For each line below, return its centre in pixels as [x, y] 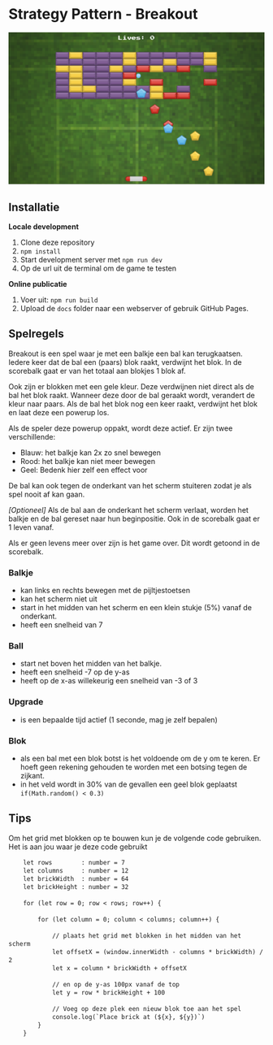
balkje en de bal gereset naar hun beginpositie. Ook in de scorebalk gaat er [134, 518]
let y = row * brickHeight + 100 [108, 992]
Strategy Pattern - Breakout [103, 14]
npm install [40, 252]
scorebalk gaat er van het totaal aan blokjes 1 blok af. [97, 371]
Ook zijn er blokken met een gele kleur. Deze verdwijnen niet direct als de [131, 386]
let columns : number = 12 [76, 870]
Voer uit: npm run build [59, 300]
